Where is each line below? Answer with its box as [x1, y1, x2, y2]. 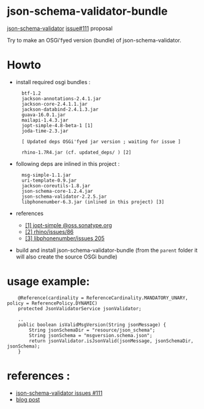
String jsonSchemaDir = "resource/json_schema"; [29, 327, 156, 333]
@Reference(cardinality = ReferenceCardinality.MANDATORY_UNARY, [18, 295, 189, 301]
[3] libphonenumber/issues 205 [25, 235, 105, 242]
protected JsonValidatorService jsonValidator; [18, 305, 142, 311]
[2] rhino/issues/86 [25, 228, 74, 235]
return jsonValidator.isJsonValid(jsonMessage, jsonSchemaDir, [29, 338, 194, 344]
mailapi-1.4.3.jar [21, 117, 69, 123]
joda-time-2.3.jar [21, 128, 69, 134]
